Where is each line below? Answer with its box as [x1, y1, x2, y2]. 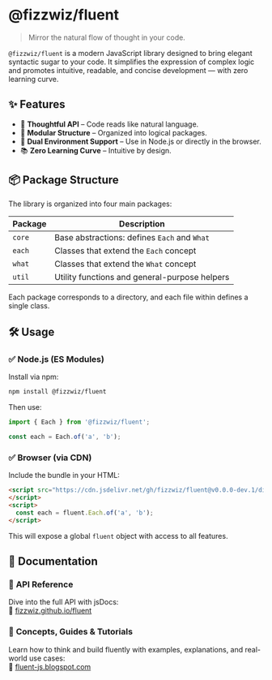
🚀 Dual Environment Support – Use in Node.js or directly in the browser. [19, 136, 261, 146]
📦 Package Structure [8, 173, 119, 187]
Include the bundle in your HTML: [8, 471, 120, 480]
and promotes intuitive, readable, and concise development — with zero [8, 65, 249, 75]
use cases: [28, 653, 66, 663]
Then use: [8, 402, 42, 412]
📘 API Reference [8, 579, 74, 590]
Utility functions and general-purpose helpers [54, 271, 230, 282]
